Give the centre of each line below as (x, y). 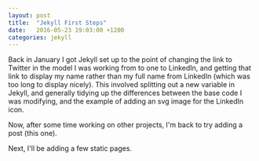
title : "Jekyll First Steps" (58, 23)
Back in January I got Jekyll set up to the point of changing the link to (120, 60)
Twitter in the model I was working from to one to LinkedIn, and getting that (129, 68)
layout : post (29, 15)
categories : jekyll (40, 37)
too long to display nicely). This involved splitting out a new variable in (122, 85)
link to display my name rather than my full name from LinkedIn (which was (129, 76)
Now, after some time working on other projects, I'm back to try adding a (126, 125)
